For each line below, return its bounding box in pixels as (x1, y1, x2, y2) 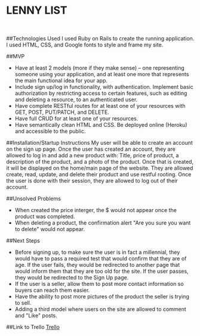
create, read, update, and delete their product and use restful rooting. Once (6, 170, 192, 178)
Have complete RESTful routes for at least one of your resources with (14, 102, 186, 109)
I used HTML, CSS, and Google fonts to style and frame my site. (6, 41, 164, 48)
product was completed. (14, 213, 75, 220)
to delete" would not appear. (14, 225, 85, 232)
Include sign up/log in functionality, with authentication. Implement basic (14, 83, 193, 90)
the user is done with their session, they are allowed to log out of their (6, 177, 178, 184)
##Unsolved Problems (6, 195, 61, 202)
